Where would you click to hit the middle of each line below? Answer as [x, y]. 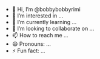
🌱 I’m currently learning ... [44, 22]
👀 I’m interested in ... [38, 16]
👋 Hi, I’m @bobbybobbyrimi [46, 9]
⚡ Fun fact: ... [28, 51]
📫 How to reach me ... [40, 35]
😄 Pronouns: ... [32, 44]
